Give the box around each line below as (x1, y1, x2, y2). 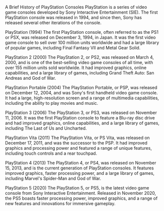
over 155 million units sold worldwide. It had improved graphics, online (5, 65, 147, 70)
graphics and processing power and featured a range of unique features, (5, 145, 152, 151)
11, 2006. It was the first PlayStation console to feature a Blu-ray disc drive (5, 115, 155, 120)
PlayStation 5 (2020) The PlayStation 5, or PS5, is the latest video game (5, 185, 149, 190)
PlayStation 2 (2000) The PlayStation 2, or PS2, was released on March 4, (5, 54, 154, 60)
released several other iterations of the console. (5, 20, 102, 25)
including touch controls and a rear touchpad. (5, 150, 97, 156)
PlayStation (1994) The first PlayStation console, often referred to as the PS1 (5, 29, 159, 35)
